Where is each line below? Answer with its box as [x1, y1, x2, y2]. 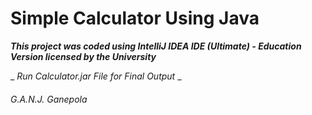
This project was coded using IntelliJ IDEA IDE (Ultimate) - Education [10, 40, 302, 52]
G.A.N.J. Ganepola [10, 93, 88, 105]
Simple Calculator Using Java [10, 7, 260, 30]
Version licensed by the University [10, 50, 157, 62]
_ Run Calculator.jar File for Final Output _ [10, 70, 182, 82]
